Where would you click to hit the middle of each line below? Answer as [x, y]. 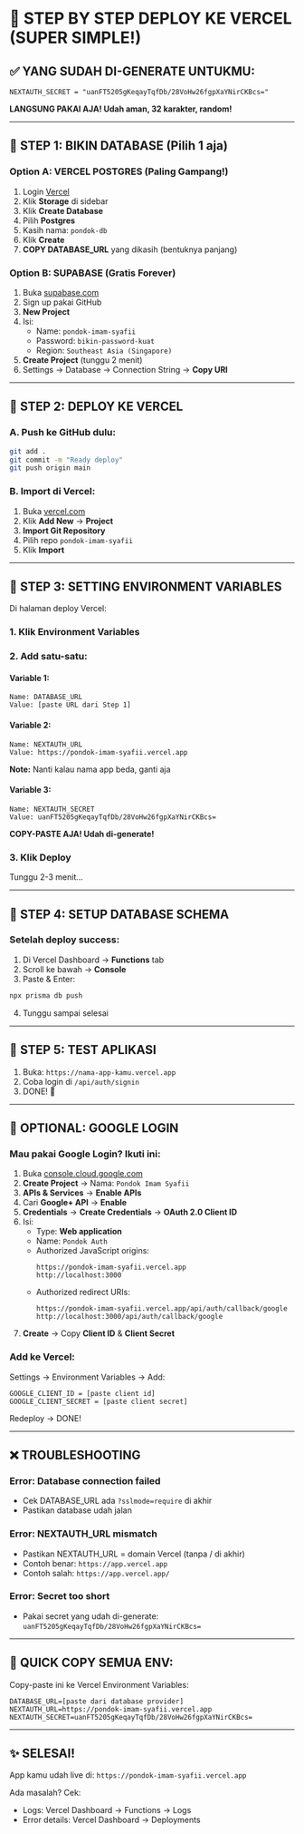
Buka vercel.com [54, 511]
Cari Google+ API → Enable [75, 1203]
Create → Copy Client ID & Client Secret [98, 1333]
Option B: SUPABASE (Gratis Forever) [93, 273]
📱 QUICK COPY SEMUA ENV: [91, 1663]
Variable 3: [30, 790]
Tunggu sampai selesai [65, 1013]
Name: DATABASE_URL [46, 698]
